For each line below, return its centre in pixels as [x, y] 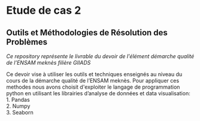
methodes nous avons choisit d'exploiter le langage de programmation [93, 87]
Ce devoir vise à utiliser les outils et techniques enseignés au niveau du [94, 74]
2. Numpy [18, 106]
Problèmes [27, 42]
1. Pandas [18, 100]
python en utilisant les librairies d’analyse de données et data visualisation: [98, 93]
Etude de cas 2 [44, 10]
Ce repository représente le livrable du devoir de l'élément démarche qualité [100, 56]
